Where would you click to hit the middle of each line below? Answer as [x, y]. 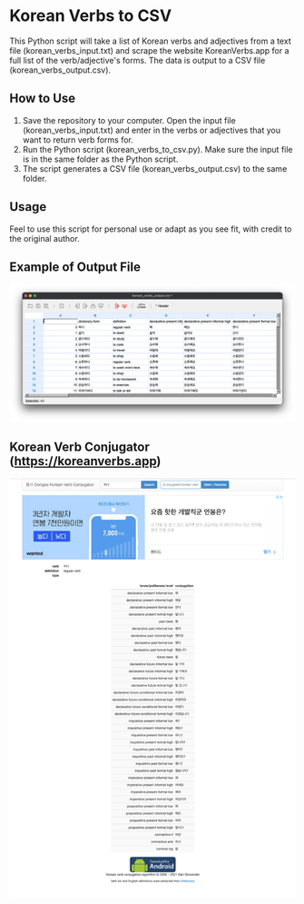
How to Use [43, 99]
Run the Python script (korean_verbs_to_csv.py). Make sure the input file [157, 149]
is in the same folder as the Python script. [100, 159]
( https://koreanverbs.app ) [85, 461]
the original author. [44, 238]
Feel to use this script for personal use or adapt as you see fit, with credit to [151, 229]
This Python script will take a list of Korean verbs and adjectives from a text [151, 41]
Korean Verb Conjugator [79, 447]
